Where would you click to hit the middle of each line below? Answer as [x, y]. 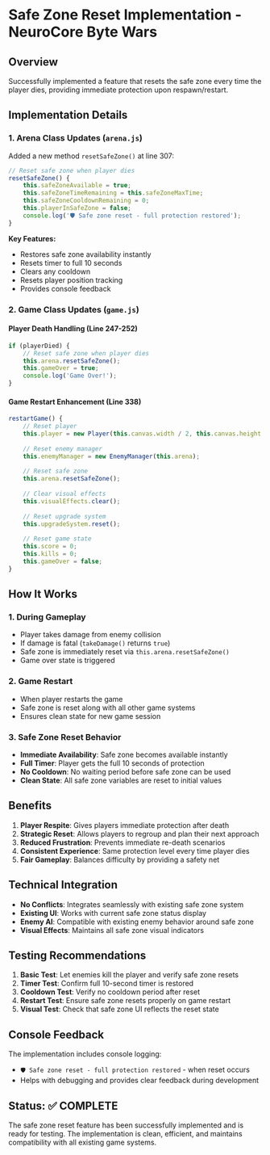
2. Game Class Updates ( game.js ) [74, 309]
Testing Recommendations [77, 955]
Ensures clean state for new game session [90, 716]
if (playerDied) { [39, 346]
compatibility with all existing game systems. [83, 1142]
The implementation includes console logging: [85, 1054]
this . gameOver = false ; [63, 561]
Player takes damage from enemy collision [90, 635]
